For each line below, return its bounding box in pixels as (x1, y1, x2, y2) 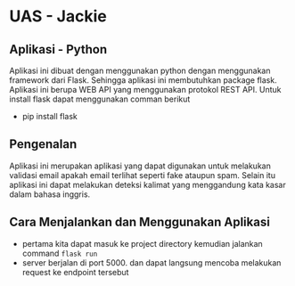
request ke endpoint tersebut (21, 266, 129, 277)
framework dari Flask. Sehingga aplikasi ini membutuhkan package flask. (9, 75, 278, 86)
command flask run (21, 248, 98, 258)
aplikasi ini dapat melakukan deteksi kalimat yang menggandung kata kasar (9, 179, 287, 190)
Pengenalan (9, 136, 78, 152)
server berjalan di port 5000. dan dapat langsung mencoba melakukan (21, 257, 282, 268)
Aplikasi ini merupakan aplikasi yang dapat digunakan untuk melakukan (9, 160, 272, 171)
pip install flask (21, 111, 78, 121)
